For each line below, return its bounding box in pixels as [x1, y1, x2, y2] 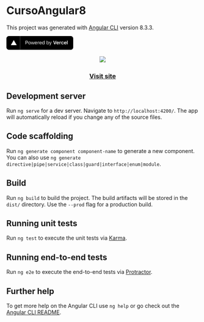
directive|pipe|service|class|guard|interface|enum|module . [6, 160, 161, 168]
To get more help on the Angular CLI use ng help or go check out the [6, 302, 180, 310]
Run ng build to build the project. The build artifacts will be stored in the [6, 194, 188, 201]
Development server [6, 91, 86, 101]
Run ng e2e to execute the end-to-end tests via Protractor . [6, 268, 153, 276]
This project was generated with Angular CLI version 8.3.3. [6, 24, 154, 31]
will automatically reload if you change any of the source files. [6, 113, 162, 121]
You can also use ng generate [6, 154, 81, 161]
